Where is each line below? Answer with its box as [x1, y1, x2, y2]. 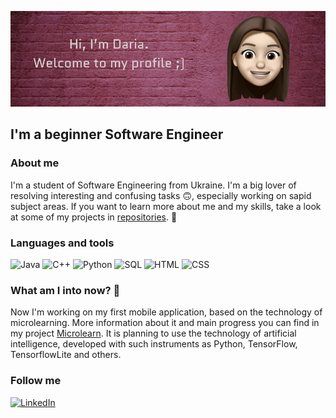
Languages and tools [10, 236, 115, 250]
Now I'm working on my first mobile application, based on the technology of [10, 306, 323, 318]
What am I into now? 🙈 [10, 284, 121, 297]
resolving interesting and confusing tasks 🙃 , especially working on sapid [10, 189, 312, 201]
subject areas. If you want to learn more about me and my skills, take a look [10, 200, 322, 212]
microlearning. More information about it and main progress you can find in [10, 317, 320, 329]
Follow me [10, 374, 62, 388]
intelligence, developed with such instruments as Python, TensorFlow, [10, 338, 298, 350]
